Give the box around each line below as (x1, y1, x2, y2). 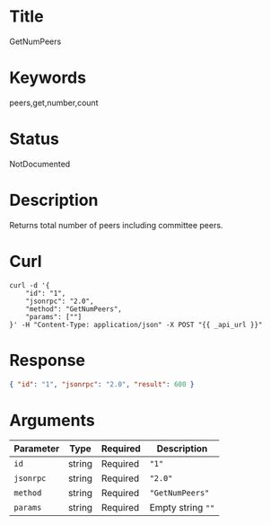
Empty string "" (149, 502, 215, 514)
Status (9, 129, 60, 149)
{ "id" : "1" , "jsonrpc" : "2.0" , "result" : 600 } (9, 379, 195, 388)
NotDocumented (9, 158, 71, 169)
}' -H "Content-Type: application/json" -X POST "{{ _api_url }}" (9, 320, 263, 329)
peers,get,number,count (9, 97, 99, 108)
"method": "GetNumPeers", (25, 304, 123, 314)
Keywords (9, 67, 87, 88)
